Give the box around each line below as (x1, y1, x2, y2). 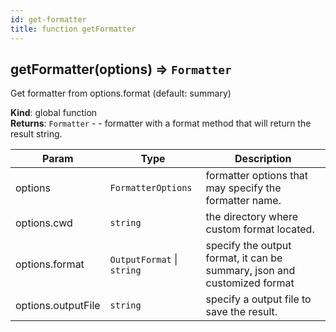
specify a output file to (205, 292, 312, 306)
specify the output (205, 239, 292, 253)
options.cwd (15, 216, 73, 230)
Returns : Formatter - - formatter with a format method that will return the (10, 117, 312, 130)
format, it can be (205, 251, 283, 265)
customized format (205, 276, 295, 290)
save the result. (205, 305, 278, 319)
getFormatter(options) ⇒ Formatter (10, 61, 232, 78)
